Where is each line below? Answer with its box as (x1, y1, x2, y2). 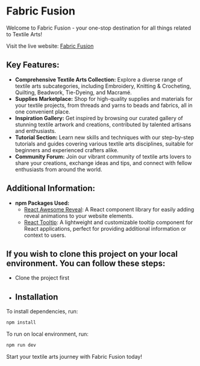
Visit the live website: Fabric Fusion (6, 42, 94, 50)
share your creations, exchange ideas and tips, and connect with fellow (14, 159, 192, 167)
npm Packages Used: (14, 199, 70, 207)
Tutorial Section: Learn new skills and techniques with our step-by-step (14, 133, 195, 141)
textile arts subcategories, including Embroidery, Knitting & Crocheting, (14, 82, 192, 89)
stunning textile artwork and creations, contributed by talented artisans (14, 121, 192, 128)
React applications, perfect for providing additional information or (23, 225, 187, 232)
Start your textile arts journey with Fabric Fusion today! (6, 353, 143, 360)
